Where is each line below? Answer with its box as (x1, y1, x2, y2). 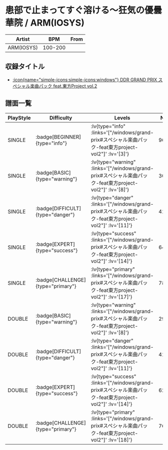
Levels (114, 114, 130, 121)
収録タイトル (5, 62, 45, 71)
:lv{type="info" (90, 122, 126, 129)
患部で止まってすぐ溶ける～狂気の (5, 5, 145, 16)
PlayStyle (7, 114, 31, 121)
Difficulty (49, 114, 72, 121)
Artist (15, 36, 30, 43)
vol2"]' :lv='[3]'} (90, 150, 129, 157)
